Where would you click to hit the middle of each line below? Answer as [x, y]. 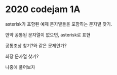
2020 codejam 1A [43, 9]
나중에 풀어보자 [20, 67]
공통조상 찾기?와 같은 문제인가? [36, 45]
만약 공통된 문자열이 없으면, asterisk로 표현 [48, 34]
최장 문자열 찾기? [22, 56]
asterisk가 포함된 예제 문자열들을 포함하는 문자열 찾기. [59, 24]
